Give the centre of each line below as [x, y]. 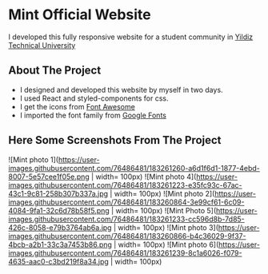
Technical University [42, 45]
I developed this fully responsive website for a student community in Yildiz [131, 37]
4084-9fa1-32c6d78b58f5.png [59, 210]
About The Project [55, 71]
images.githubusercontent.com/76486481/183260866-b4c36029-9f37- [127, 236]
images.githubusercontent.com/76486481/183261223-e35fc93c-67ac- [125, 185]
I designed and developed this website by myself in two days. [121, 89]
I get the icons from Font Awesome [78, 106]
